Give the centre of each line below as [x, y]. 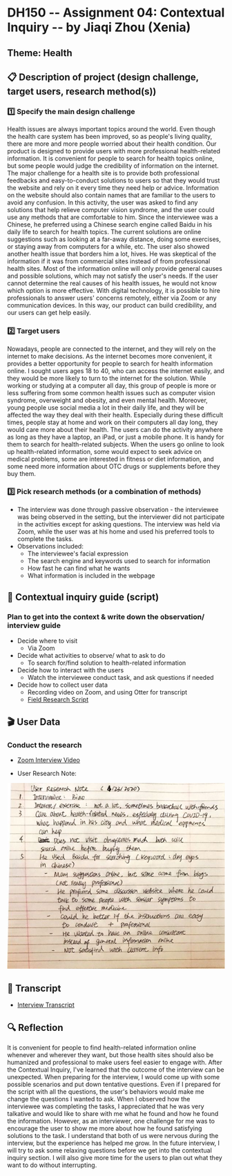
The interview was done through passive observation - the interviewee [118, 509]
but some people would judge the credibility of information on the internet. [113, 166]
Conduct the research [45, 745]
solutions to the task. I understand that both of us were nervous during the [113, 1135]
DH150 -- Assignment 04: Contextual [116, 13]
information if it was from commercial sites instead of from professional [109, 261]
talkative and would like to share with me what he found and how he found [113, 1113]
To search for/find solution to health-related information [107, 663]
